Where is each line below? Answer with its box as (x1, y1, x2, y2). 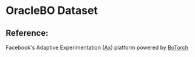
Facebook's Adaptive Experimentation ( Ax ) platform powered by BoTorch (5, 44, 189, 51)
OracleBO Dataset (5, 4, 98, 18)
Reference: (5, 28, 49, 38)
